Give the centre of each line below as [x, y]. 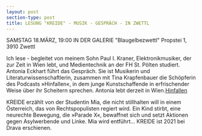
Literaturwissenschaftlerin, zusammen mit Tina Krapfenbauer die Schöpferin [101, 78]
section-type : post [31, 18]
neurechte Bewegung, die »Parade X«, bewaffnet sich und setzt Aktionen [97, 115]
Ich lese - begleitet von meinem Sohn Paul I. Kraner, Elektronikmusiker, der [99, 59]
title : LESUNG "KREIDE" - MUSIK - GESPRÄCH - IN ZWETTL [78, 23]
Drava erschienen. [29, 128]
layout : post [23, 12]
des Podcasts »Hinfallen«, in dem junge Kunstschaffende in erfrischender [98, 84]
